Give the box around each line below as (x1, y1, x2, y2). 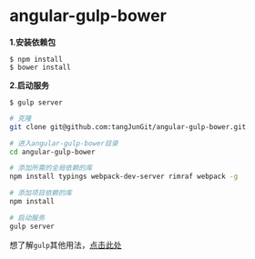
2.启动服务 (9, 79, 50, 91)
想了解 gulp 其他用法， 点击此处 (9, 239, 122, 250)
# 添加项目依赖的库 (9, 188, 73, 198)
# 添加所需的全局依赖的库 (9, 164, 93, 173)
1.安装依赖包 (9, 36, 56, 47)
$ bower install (9, 63, 71, 72)
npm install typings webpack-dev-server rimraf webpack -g (9, 172, 239, 182)
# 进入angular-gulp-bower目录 (9, 138, 118, 148)
